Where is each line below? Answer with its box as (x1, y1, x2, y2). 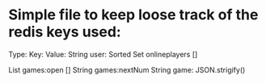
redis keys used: (8, 23, 121, 41)
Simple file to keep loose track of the (8, 6, 259, 24)
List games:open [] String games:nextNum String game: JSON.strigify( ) (8, 64, 246, 74)
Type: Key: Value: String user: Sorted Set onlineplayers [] (8, 49, 198, 59)
